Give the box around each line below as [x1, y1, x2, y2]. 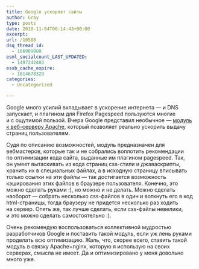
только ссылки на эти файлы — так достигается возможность [6, 173, 166, 180]
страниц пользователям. [6, 129, 71, 137]
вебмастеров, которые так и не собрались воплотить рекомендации [6, 147, 184, 155]
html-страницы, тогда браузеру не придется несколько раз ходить [6, 199, 178, 206]
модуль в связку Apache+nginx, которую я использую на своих [6, 243, 170, 250]
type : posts [6, 20, 36, 26]
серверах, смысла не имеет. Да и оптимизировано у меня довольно [6, 249, 184, 256]
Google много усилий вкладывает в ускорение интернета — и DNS [6, 104, 179, 111]
